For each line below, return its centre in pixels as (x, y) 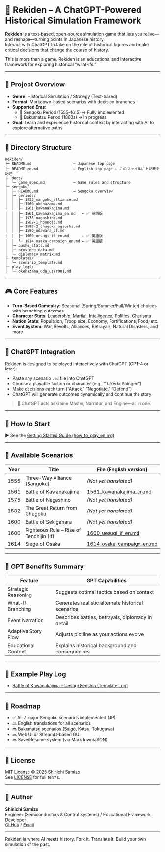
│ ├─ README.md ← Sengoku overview (59, 191)
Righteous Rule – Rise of (53, 530)
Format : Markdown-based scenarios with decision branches (73, 101)
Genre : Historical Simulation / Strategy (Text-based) (65, 96)
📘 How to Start (27, 424)
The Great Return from (51, 508)
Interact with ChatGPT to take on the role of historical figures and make (77, 44)
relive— (151, 34)
